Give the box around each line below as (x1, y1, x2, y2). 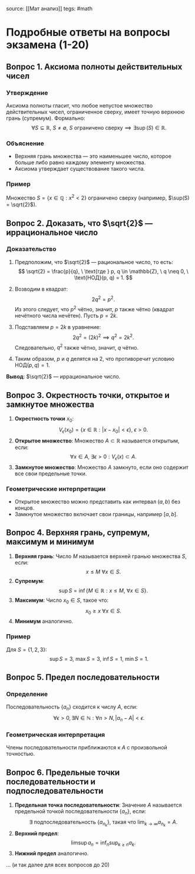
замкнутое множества (6, 399, 94, 409)
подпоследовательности (6, 785, 104, 796)
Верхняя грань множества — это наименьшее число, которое (14, 153, 172, 160)
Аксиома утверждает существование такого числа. (14, 165, 146, 172)
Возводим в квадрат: (14, 285, 68, 292)
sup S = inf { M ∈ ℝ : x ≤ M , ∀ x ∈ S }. (58, 587, 148, 594)
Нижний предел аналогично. (14, 850, 89, 857)
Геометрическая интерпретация (6, 730, 105, 739)
